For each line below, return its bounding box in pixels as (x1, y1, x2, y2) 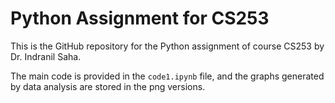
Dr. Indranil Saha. (10, 50, 82, 62)
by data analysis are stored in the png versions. (10, 80, 206, 92)
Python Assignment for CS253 (10, 7, 270, 30)
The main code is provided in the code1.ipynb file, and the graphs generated (10, 70, 325, 82)
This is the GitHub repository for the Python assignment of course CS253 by (10, 40, 325, 52)
